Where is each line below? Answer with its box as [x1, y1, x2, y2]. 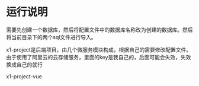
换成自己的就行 [6, 60, 43, 68]
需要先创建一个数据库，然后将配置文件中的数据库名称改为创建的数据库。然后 [6, 26, 193, 33]
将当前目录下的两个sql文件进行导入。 [6, 33, 97, 40]
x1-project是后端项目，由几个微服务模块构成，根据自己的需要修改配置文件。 [6, 46, 191, 53]
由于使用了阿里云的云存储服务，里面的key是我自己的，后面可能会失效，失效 [6, 53, 191, 60]
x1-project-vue [6, 72, 43, 80]
